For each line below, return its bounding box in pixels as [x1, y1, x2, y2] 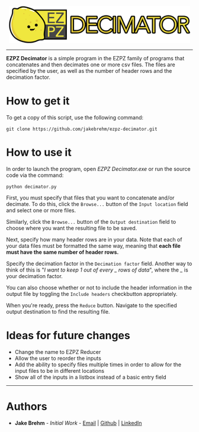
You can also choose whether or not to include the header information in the [6, 284, 192, 291]
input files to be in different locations [14, 367, 105, 374]
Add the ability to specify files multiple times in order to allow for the [14, 361, 182, 368]
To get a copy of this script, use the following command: [6, 114, 144, 121]
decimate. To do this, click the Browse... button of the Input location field [6, 200, 188, 207]
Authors [6, 400, 47, 413]
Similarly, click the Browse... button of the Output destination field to [6, 218, 176, 225]
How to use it [6, 146, 72, 159]
